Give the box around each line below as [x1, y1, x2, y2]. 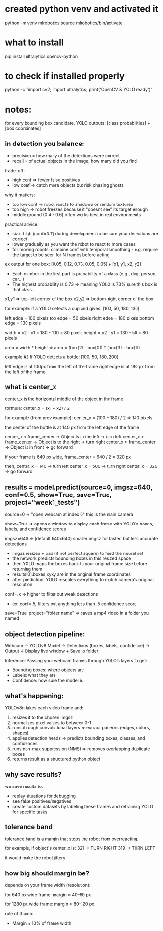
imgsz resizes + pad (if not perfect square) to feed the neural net [12, 551, 144, 556]
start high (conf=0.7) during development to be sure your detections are [12, 231, 158, 236]
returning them [12, 566, 43, 572]
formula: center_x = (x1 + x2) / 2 [5, 406, 70, 411]
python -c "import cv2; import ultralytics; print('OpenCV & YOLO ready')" [5, 87, 153, 92]
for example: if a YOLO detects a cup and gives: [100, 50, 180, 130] [5, 305, 140, 311]
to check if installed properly [5, 70, 125, 82]
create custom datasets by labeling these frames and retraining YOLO [12, 803, 154, 809]
